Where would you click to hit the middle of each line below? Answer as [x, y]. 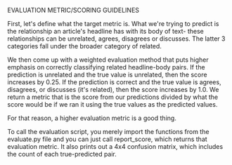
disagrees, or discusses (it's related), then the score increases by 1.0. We [113, 90]
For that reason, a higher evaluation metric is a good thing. [92, 118]
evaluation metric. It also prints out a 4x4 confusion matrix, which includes [115, 146]
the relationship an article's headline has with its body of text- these [105, 31]
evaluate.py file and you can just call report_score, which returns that [107, 139]
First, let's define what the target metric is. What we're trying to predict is [113, 24]
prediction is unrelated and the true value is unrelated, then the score [107, 74]
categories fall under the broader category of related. [84, 46]
